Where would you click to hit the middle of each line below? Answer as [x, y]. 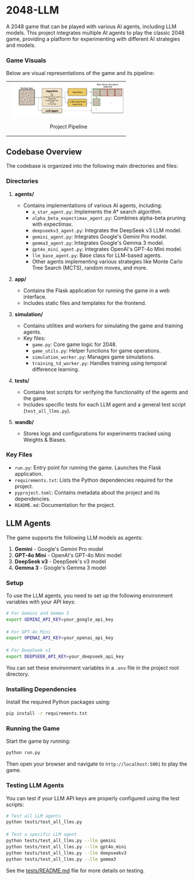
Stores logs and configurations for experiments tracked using [97, 433]
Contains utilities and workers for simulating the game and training [103, 326]
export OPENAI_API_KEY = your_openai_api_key [60, 638]
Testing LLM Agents [35, 786]
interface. [35, 296]
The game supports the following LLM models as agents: [75, 537]
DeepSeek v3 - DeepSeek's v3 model [60, 561]
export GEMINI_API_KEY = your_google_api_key [60, 620]
